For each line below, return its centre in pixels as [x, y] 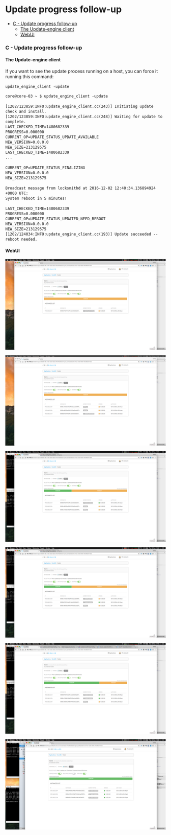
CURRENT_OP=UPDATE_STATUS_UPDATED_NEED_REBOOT [55, 219]
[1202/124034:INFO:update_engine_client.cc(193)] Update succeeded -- [82, 234]
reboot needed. [21, 239]
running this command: [30, 77]
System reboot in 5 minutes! [36, 199]
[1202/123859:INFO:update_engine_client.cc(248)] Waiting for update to [84, 117]
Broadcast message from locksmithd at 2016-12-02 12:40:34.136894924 [81, 188]
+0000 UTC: [17, 193]
